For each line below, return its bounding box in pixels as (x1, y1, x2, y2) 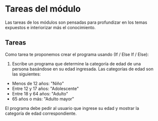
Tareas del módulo (5, 3, 81, 15)
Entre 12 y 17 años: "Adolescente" (12, 86, 79, 91)
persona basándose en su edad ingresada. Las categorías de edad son (12, 66, 154, 72)
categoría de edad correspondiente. (5, 110, 77, 116)
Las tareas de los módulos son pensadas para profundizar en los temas (5, 19, 147, 25)
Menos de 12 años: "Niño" (12, 80, 64, 86)
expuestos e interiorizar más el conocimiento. (5, 24, 96, 30)
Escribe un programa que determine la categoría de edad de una (12, 60, 141, 66)
